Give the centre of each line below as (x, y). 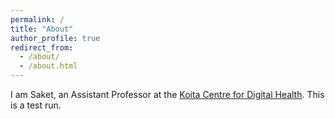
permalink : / (37, 19)
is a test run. (36, 105)
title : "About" (42, 29)
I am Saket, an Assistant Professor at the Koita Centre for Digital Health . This (167, 94)
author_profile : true (55, 38)
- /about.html (48, 66)
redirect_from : (42, 47)
